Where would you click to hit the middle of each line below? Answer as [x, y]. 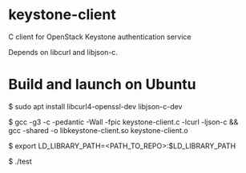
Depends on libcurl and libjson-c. [63, 52]
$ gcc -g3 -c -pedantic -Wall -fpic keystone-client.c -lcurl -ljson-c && [123, 122]
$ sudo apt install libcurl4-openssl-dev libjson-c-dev [95, 106]
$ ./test [20, 161]
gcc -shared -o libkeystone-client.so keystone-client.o [98, 130]
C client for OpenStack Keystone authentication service [100, 37]
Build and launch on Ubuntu [102, 85]
